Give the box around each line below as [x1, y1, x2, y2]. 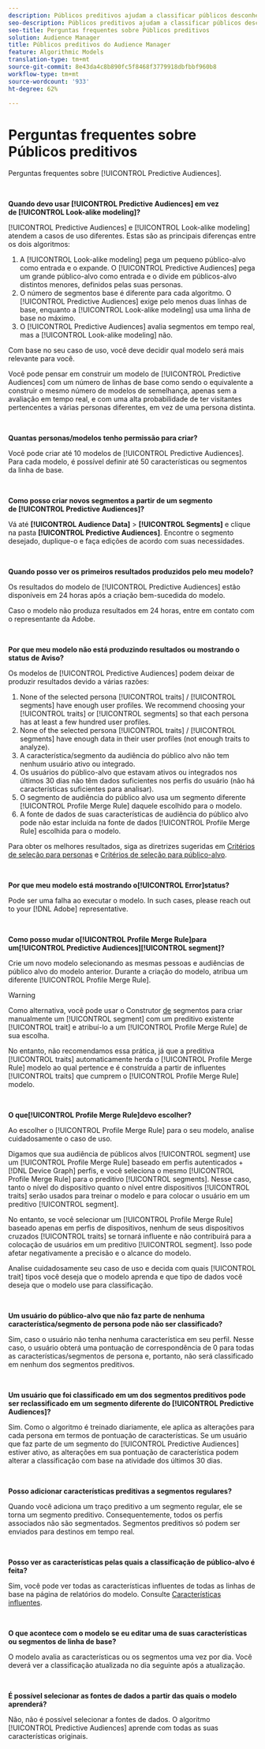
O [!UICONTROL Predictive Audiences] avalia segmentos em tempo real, [19, 322, 256, 331]
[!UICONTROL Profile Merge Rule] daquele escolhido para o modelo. [19, 802, 242, 811]
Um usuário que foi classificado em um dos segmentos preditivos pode [8, 1390, 246, 1400]
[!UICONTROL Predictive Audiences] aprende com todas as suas [8, 1723, 218, 1732]
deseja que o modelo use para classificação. [8, 1280, 154, 1290]
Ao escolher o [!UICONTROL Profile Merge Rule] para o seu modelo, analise [8, 1126, 255, 1135]
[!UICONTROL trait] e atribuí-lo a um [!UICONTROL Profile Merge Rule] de [8, 1022, 248, 1032]
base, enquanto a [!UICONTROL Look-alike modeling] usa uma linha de [19, 305, 251, 315]
